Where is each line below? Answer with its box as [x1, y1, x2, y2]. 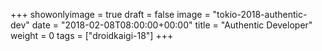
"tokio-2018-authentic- [212, 9, 308, 20]
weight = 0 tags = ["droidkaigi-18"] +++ [10, 30, 174, 41]
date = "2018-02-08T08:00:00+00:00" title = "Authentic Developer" [31, 19, 313, 31]
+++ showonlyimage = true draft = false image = [10, 9, 211, 20]
